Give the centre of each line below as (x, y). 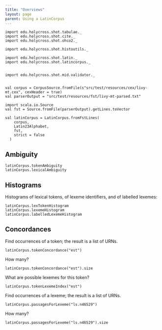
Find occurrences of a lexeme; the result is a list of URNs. (63, 295)
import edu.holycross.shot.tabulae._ (44, 32)
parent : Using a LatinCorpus (35, 19)
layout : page (18, 14)
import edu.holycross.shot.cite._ (40, 37)
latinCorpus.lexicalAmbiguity (36, 170)
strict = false (29, 135)
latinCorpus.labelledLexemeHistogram (44, 214)
